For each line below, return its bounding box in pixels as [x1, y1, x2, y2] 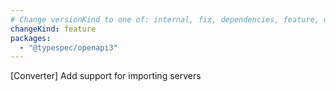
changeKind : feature [10, 24, 97, 34]
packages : [10, 33, 52, 43]
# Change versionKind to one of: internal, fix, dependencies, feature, [10, 14, 320, 25]
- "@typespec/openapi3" [19, 42, 118, 53]
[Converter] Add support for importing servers [10, 70, 202, 82]
